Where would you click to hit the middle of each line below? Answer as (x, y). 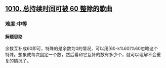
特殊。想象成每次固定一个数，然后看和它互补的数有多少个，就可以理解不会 (81, 54)
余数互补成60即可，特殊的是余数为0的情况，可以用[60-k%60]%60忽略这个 (82, 48)
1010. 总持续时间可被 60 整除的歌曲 (59, 9)
